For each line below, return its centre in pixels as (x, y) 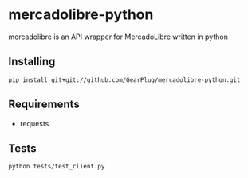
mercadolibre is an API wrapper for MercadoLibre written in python (118, 37)
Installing (32, 62)
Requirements (44, 104)
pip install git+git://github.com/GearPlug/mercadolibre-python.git (124, 80)
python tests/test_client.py (57, 167)
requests (34, 123)
